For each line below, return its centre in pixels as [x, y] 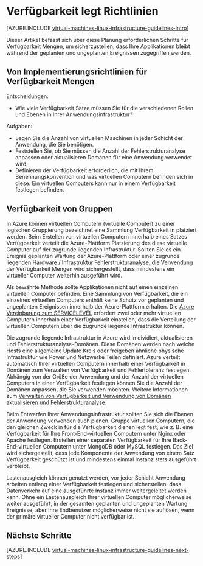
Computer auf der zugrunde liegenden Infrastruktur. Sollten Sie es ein [94, 249]
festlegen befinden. [40, 189]
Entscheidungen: [27, 96]
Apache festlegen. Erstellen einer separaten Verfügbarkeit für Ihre [89, 440]
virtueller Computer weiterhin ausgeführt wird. [64, 275]
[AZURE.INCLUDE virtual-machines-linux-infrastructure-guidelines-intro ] [98, 28]
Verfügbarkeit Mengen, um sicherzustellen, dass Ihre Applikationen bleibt [98, 46]
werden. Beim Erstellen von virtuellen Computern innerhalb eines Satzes [97, 236]
